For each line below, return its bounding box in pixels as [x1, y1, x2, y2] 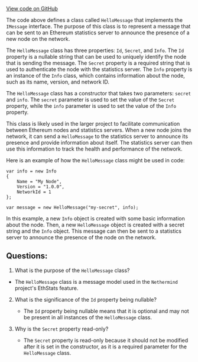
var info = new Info [6, 168, 57, 174]
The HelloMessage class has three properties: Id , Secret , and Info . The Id [6, 47, 184, 54]
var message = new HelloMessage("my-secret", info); [6, 204, 139, 210]
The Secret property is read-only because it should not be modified [23, 337, 189, 344]
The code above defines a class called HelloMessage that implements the [6, 17, 183, 23]
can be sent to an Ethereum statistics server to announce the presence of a [6, 29, 190, 36]
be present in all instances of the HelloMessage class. [23, 313, 152, 321]
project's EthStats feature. [14, 284, 79, 291]
